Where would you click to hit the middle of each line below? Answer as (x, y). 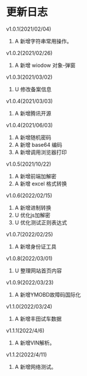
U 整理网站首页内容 (38, 271)
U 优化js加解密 (32, 215)
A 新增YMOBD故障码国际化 (48, 294)
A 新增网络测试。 (36, 367)
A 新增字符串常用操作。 (43, 41)
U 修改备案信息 (33, 89)
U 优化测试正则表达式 (41, 222)
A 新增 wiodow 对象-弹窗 (45, 65)
